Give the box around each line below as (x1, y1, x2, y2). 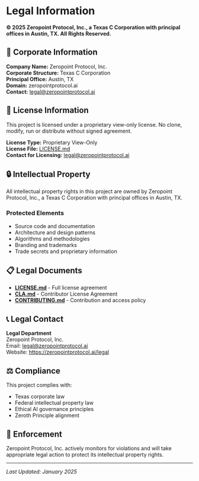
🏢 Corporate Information (6, 47, 98, 57)
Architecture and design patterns (14, 229, 96, 236)
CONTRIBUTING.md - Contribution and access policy (14, 297, 146, 304)
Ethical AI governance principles (14, 406, 94, 413)
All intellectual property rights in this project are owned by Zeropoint (6, 188, 173, 195)
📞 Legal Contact (6, 314, 64, 324)
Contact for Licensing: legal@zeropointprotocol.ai (6, 151, 130, 158)
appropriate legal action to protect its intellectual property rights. (6, 451, 164, 458)
